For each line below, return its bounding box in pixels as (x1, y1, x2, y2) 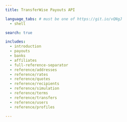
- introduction (10, 44, 42, 49)
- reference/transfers (10, 95, 57, 100)
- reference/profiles (10, 104, 55, 109)
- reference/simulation (10, 86, 59, 91)
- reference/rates (10, 72, 49, 77)
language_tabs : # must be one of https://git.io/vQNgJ (5, 16, 122, 22)
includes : (5, 39, 26, 44)
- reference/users (10, 100, 49, 105)
